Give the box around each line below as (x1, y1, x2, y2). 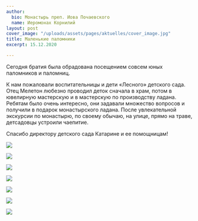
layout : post (6, 25, 39, 31)
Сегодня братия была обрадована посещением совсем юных (6, 63, 163, 70)
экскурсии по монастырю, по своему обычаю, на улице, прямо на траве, (6, 112, 193, 119)
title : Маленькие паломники (6, 36, 76, 42)
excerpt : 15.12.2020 (6, 42, 58, 48)
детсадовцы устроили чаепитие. (6, 118, 89, 126)
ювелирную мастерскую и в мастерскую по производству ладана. (6, 93, 177, 101)
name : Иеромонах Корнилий (11, 20, 76, 25)
